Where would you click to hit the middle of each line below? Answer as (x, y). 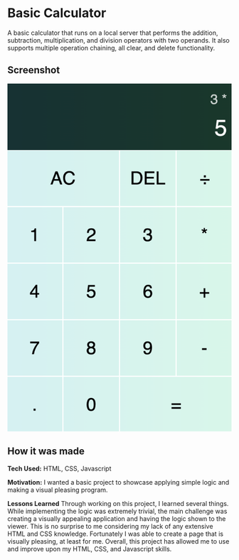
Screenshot (34, 70)
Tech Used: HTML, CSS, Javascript (59, 468)
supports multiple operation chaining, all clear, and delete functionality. (111, 48)
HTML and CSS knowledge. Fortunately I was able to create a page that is (116, 534)
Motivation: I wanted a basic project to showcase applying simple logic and (118, 482)
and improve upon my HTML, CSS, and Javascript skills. (90, 549)
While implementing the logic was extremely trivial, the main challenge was (117, 511)
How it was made (46, 452)
